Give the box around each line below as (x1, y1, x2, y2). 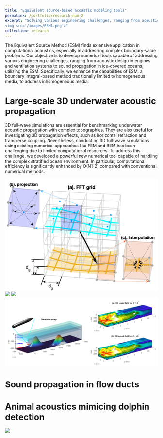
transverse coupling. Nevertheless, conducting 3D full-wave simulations (5, 138, 149, 144)
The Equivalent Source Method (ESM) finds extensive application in (5, 42, 140, 48)
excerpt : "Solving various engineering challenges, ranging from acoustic (5, 18, 160, 23)
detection (5, 412, 45, 423)
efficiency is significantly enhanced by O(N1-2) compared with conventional (5, 164, 157, 169)
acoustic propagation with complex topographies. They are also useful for (5, 127, 153, 133)
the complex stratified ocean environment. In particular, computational (5, 158, 146, 164)
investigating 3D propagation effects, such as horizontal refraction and (5, 132, 147, 138)
